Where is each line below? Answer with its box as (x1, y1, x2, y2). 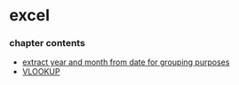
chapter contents (9, 37, 86, 50)
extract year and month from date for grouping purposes (21, 57, 230, 67)
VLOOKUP (21, 66, 60, 77)
